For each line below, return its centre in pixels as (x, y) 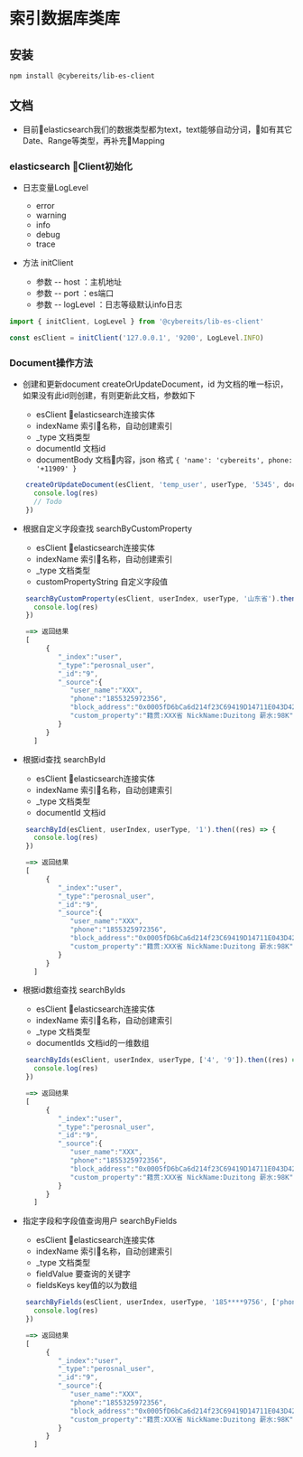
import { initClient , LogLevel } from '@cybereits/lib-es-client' (137, 322)
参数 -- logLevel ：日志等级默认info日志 (109, 304)
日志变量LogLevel (55, 188)
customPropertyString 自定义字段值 (102, 581)
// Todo (48, 501)
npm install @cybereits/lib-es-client (82, 76)
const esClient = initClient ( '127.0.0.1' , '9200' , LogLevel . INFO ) (137, 338)
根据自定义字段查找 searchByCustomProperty (107, 528)
